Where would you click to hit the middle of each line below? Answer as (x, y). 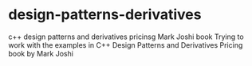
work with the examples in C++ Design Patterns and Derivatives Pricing (126, 45)
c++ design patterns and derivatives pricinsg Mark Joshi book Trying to (126, 37)
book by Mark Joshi (41, 53)
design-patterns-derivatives (105, 15)
